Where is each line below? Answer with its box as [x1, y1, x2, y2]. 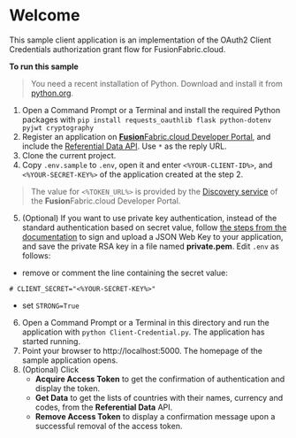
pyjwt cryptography [21, 123, 95, 133]
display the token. [34, 382, 101, 394]
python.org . [30, 88, 73, 98]
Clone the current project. [21, 150, 117, 160]
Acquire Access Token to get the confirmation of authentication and [34, 373, 285, 384]
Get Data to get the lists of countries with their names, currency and [34, 392, 284, 403]
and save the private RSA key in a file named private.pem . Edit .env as [21, 241, 280, 251]
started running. [21, 335, 81, 346]
